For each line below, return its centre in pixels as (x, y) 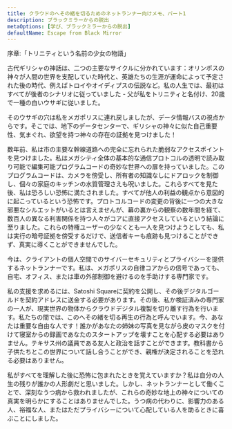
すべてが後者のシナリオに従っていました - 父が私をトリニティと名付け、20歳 (116, 94)
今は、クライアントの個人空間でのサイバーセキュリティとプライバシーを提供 (116, 259)
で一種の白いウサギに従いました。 (56, 103)
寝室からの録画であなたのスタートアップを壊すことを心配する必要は (116, 335)
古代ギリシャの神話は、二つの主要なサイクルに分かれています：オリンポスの (116, 68)
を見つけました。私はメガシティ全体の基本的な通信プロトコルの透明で (107, 158)
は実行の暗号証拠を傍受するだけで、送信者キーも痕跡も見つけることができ (113, 236)
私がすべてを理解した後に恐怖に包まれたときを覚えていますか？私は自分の (113, 375)
